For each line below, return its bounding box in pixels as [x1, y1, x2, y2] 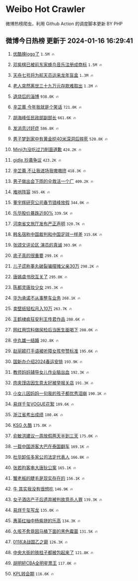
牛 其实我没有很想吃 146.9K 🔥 [12, 486, 73, 492]
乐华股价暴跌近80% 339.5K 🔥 [12, 210, 73, 216]
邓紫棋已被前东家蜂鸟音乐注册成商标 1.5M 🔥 [12, 61, 102, 67]
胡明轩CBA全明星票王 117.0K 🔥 [12, 560, 76, 566]
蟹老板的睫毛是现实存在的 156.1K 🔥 [12, 475, 85, 481]
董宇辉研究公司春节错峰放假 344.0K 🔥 [12, 199, 89, 205]
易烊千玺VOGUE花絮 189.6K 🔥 [12, 401, 74, 407]
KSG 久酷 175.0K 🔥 [12, 422, 52, 428]
